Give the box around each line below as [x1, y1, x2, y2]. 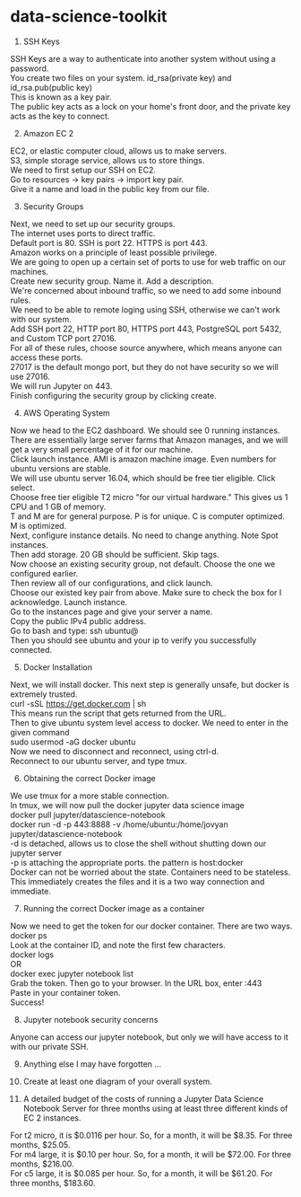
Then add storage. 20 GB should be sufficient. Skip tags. [10, 549, 219, 559]
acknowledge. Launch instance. [10, 596, 128, 607]
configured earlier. [10, 568, 79, 578]
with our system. [10, 313, 73, 324]
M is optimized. [10, 520, 67, 531]
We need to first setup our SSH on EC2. [10, 164, 156, 175]
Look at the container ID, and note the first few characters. [10, 939, 227, 950]
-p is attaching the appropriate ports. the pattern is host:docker [10, 857, 245, 867]
